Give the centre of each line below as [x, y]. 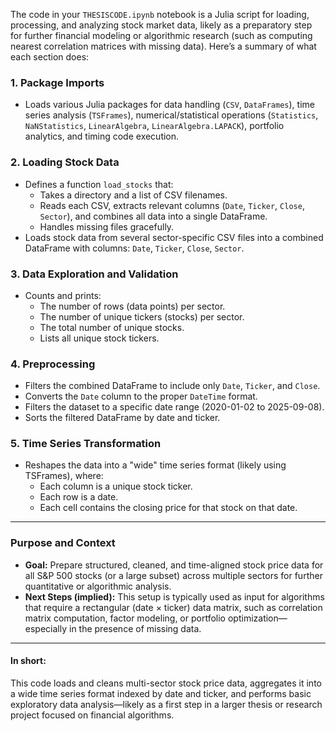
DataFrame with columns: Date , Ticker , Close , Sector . [134, 248]
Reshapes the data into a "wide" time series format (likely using [155, 465]
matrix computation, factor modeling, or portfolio [125, 618]
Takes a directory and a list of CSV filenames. [133, 195]
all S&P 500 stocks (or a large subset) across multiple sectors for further [173, 575]
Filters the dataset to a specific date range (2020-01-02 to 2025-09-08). [174, 407]
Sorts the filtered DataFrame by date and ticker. [122, 418]
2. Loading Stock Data [65, 162]
